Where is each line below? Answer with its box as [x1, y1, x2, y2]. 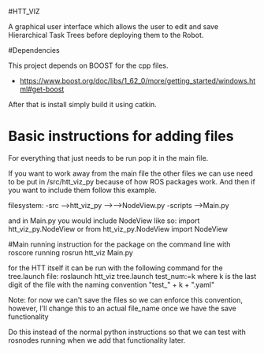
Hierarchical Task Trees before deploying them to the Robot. [8, 31, 204, 39]
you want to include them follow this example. [8, 185, 158, 195]
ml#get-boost [19, 84, 65, 94]
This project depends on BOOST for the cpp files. [8, 61, 169, 70]
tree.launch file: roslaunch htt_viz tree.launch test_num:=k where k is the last [8, 271, 257, 281]
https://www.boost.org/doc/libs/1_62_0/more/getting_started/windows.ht [19, 76, 256, 85]
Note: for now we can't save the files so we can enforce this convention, [8, 295, 243, 304]
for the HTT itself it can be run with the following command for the [8, 263, 223, 273]
